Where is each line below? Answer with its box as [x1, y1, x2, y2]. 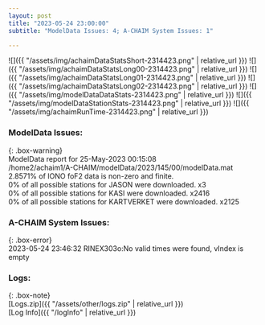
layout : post [8, 11, 52, 20]
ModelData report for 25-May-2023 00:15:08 [8, 154, 157, 163]
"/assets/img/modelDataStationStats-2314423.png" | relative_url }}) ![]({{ [8, 98, 250, 109]
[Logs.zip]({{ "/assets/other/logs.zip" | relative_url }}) [8, 299, 184, 309]
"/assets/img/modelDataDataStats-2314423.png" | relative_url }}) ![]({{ [18, 90, 252, 100]
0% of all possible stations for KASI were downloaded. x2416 [8, 188, 210, 198]
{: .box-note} [8, 290, 51, 300]
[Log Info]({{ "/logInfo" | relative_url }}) [8, 307, 137, 318]
